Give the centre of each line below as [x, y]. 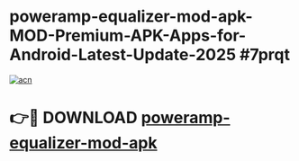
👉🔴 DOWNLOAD [73, 118]
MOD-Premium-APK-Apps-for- [128, 36]
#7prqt [265, 55]
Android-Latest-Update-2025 [123, 55]
